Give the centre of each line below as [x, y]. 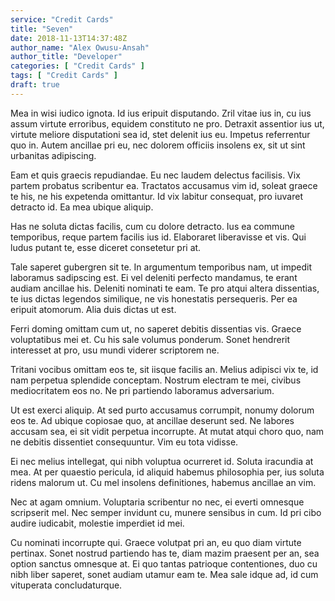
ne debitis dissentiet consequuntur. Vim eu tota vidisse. [124, 442]
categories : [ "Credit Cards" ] [77, 66]
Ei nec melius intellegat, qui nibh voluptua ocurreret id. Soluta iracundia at [162, 461]
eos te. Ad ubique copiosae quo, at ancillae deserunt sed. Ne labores [152, 420]
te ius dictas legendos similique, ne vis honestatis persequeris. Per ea [154, 298]
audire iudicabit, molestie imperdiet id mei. [97, 523]
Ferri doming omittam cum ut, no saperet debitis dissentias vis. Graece [156, 328]
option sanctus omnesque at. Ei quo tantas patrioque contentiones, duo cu [164, 563]
